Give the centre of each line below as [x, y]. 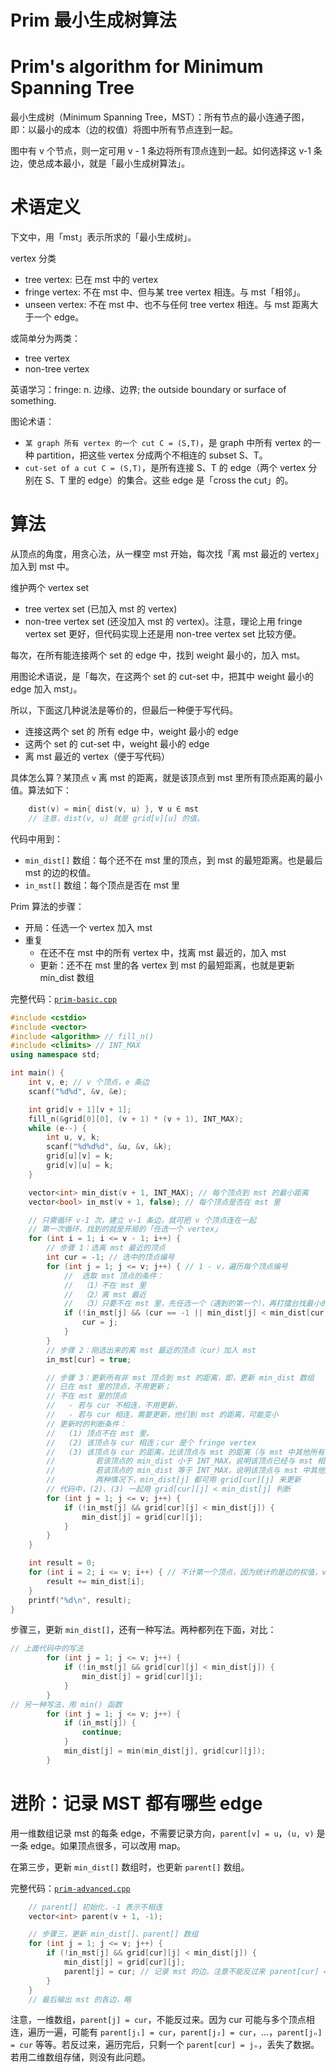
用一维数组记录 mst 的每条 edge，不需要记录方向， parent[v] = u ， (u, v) [162, 1833]
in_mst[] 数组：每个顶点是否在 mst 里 [102, 885]
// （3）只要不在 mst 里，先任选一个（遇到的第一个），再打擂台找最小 [192, 1304]
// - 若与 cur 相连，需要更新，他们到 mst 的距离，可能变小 [162, 1415]
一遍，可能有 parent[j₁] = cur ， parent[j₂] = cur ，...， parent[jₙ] [183, 2032]
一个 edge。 [59, 317]
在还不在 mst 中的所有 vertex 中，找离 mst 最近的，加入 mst [163, 952]
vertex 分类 [33, 258]
